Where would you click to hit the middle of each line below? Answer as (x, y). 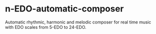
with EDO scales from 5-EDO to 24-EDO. (46, 27)
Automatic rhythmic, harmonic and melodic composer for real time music (78, 22)
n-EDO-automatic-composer (64, 9)
